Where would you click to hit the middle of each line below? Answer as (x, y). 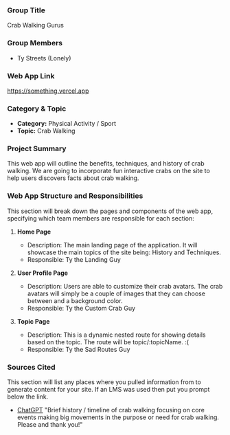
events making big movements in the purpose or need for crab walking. (118, 417)
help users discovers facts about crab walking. (73, 178)
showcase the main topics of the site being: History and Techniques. (124, 252)
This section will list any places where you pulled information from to (104, 382)
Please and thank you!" (50, 425)
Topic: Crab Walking (46, 131)
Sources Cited (32, 367)
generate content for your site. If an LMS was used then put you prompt (108, 390)
